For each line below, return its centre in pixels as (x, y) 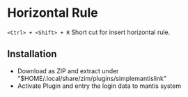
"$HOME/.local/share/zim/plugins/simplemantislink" (92, 78)
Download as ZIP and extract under (68, 70)
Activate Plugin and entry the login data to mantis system (99, 86)
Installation (32, 54)
